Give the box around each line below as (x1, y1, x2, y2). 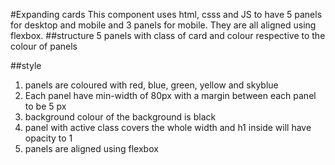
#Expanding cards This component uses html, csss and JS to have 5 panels (10, 9, 323, 20)
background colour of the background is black (24, 111, 217, 123)
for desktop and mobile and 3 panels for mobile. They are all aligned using (10, 19, 317, 31)
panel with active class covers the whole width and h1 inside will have (24, 122, 312, 133)
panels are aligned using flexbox (24, 143, 159, 154)
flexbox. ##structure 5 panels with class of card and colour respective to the (10, 30, 326, 41)
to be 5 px (24, 100, 67, 112)
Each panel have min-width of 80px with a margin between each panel (24, 90, 317, 101)
